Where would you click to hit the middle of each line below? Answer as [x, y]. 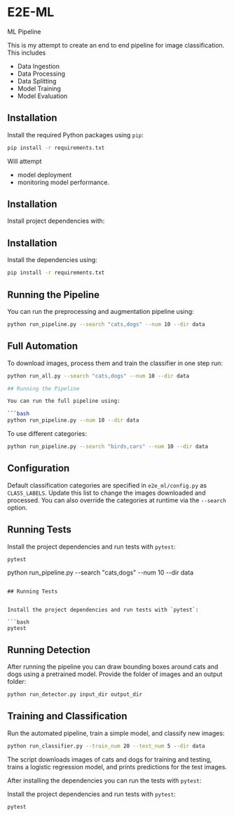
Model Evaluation [42, 96]
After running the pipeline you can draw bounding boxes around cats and [113, 667]
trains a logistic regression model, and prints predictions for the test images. [117, 767]
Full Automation [43, 346]
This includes [27, 53]
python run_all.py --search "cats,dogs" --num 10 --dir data [98, 376]
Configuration [39, 468]
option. [18, 507]
